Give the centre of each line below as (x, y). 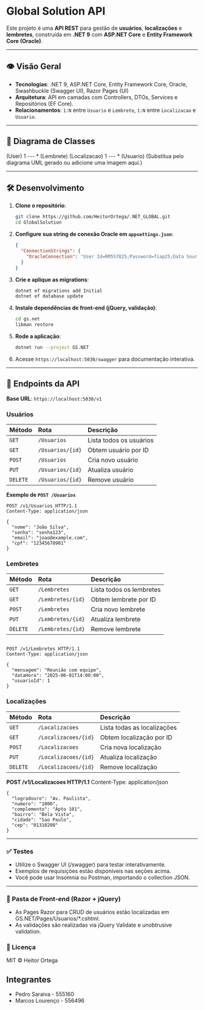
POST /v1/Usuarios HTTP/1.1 (42, 506)
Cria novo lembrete (118, 609)
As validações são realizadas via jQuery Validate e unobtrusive (93, 925)
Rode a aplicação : (38, 336)
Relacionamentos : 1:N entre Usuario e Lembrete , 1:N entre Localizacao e (105, 110)
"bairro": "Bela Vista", (43, 814)
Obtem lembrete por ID (123, 600)
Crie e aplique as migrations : (52, 279)
